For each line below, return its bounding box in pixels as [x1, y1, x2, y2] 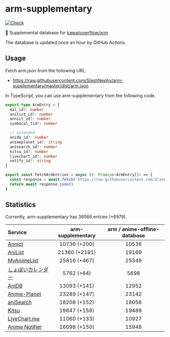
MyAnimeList [8, 257, 39, 264]
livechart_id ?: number [10, 154, 58, 159]
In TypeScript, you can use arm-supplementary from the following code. [5, 92, 156, 99]
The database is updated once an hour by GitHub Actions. [5, 39, 126, 46]
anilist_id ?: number [10, 112, 53, 117]
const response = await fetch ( [10, 177, 76, 182]
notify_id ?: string [10, 158, 51, 163]
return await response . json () [10, 182, 73, 187]
